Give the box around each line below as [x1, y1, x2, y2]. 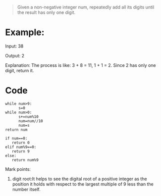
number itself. [12, 186, 41, 192]
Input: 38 [5, 43, 24, 49]
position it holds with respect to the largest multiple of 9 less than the [12, 181, 154, 187]
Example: [5, 27, 45, 38]
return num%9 [11, 157, 39, 162]
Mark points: [5, 166, 31, 172]
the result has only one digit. [17, 9, 76, 15]
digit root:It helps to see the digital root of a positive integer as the [12, 176, 147, 182]
